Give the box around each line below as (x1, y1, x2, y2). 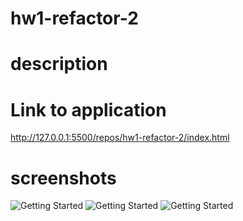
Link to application (10, 98, 167, 121)
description (10, 53, 108, 76)
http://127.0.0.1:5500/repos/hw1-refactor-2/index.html (10, 132, 230, 144)
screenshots (10, 167, 117, 189)
